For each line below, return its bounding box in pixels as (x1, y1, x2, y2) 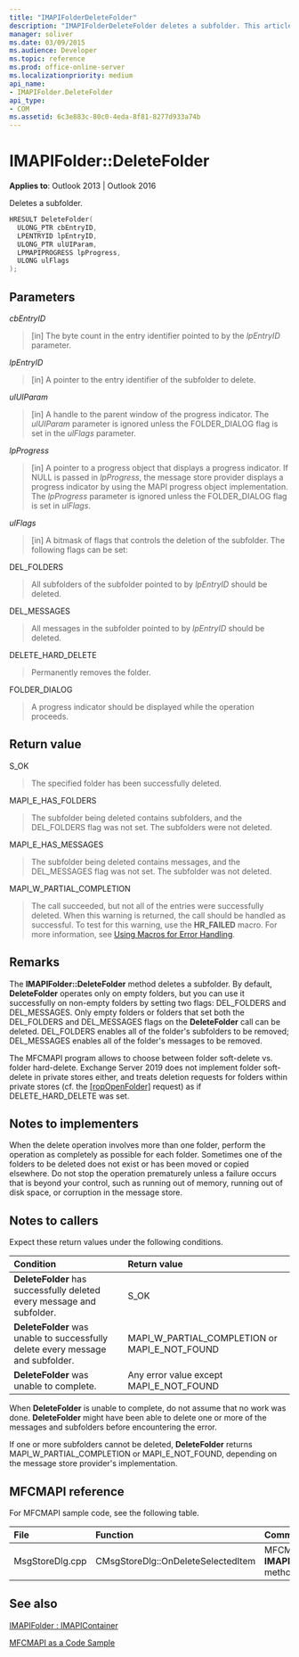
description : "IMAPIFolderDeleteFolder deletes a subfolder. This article (9, 21, 293, 30)
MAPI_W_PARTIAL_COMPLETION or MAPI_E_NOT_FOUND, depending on (9, 1448, 278, 1459)
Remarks (9, 955, 61, 970)
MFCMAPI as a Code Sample (9, 1637, 116, 1648)
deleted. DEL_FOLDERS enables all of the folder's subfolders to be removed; (9, 1026, 289, 1036)
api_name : (9, 79, 46, 88)
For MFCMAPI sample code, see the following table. (9, 1508, 200, 1519)
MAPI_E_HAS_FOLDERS (9, 795, 97, 805)
